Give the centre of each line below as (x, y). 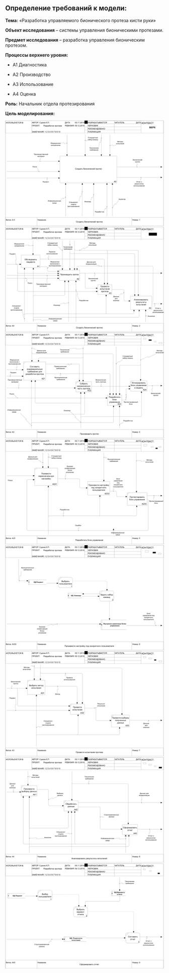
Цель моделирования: (30, 113)
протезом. (16, 45)
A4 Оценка (24, 94)
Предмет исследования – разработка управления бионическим (75, 40)
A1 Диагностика (29, 64)
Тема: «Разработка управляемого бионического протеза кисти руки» (80, 20)
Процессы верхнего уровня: (37, 55)
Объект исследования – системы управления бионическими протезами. (84, 30)
